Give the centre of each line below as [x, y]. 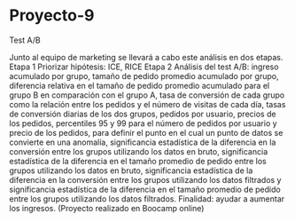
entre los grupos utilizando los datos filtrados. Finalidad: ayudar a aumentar [147, 198]
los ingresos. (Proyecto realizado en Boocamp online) [107, 208]
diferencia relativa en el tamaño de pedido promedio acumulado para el [140, 85]
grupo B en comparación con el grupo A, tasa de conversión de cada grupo [147, 95]
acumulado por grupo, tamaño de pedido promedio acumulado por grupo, [144, 75]
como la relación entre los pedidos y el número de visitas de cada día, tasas [147, 104]
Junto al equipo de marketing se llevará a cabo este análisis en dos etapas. [146, 57]
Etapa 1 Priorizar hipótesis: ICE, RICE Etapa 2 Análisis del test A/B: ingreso [144, 67]
